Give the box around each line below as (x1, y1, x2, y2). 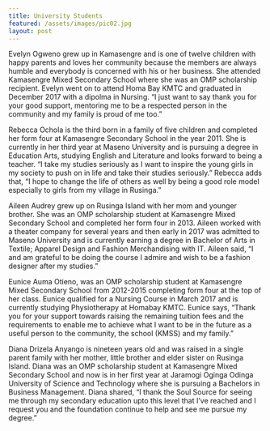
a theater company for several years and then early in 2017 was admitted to (8, 227, 260, 237)
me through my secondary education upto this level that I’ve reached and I (8, 396, 256, 406)
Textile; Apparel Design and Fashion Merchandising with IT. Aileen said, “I (8, 244, 254, 254)
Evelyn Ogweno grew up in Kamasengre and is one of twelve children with (8, 49, 256, 59)
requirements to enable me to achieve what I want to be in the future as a (8, 320, 252, 330)
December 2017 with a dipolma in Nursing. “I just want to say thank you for (8, 92, 257, 102)
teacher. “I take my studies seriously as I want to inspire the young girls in (8, 160, 254, 169)
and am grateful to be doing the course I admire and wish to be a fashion (8, 253, 251, 262)
